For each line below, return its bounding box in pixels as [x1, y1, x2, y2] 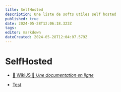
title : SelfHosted [5, 7, 43, 12]
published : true [5, 16, 39, 21]
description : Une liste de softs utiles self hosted [5, 12, 117, 17]
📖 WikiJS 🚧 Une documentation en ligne [12, 72, 94, 78]
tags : [5, 26, 16, 31]
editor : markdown [5, 30, 41, 35]
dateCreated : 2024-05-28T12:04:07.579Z [5, 35, 88, 40]
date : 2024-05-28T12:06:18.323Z [5, 21, 72, 26]
